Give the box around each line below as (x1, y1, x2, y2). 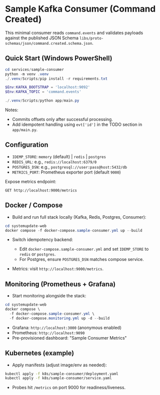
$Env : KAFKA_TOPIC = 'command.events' (5, 89, 82, 94)
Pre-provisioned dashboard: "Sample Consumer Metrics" (12, 335, 127, 341)
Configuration (5, 141, 49, 149)
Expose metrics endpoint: (5, 178, 56, 184)
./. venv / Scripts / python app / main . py (5, 98, 79, 103)
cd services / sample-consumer (5, 67, 64, 72)
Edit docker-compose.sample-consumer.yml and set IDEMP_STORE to (19, 246, 149, 252)
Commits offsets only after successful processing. (12, 117, 113, 122)
